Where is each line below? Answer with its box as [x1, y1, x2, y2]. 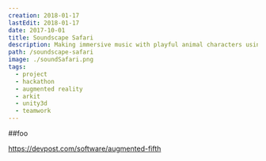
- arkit [15, 92, 41, 100]
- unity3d [15, 99, 47, 107]
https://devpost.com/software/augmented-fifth [8, 144, 161, 153]
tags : [8, 63, 26, 71]
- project [15, 70, 47, 78]
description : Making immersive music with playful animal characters [8, 41, 243, 49]
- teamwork [15, 107, 51, 115]
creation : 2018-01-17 [8, 11, 80, 20]
